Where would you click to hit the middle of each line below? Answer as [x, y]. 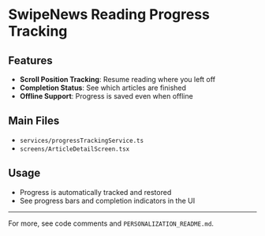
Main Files [34, 121]
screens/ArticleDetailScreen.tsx [75, 149]
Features [30, 60]
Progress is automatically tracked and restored [95, 192]
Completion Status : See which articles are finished [103, 88]
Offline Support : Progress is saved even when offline [106, 96]
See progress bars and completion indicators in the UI [107, 200]
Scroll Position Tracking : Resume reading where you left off [117, 79]
